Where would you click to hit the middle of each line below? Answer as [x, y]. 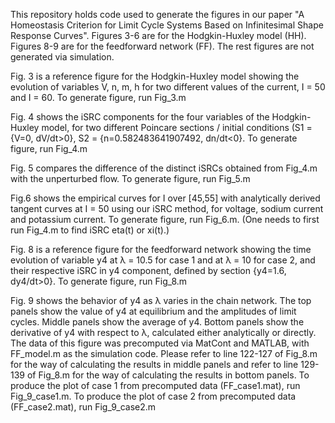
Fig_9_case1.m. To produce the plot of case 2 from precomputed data [153, 396]
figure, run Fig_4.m [49, 148]
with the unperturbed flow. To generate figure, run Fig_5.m [130, 178]
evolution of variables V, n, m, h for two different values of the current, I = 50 [168, 87]
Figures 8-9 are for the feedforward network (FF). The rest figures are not [162, 46]
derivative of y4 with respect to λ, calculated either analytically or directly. [163, 332]
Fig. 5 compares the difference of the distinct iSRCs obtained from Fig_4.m [164, 168]
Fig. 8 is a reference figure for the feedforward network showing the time [161, 249]
